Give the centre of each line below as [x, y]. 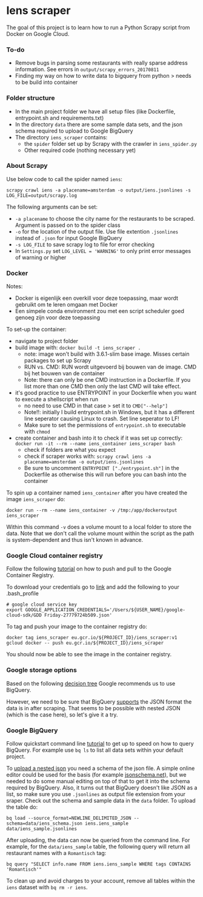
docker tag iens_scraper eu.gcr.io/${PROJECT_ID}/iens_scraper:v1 [92, 638]
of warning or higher [41, 257]
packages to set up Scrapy [58, 361]
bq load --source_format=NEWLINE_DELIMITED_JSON [69, 819]
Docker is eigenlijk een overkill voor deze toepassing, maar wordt [97, 298]
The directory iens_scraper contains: [61, 137]
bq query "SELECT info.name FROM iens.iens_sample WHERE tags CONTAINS [98, 864]
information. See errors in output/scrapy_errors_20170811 [87, 69]
